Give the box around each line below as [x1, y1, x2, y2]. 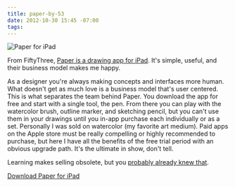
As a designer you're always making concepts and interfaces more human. [7, 77, 224, 86]
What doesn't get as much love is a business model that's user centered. [7, 85, 219, 93]
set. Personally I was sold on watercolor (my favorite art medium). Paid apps [7, 122, 229, 131]
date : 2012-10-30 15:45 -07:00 [7, 17, 99, 24]
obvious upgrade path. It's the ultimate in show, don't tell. [7, 145, 174, 153]
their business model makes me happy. [7, 64, 121, 72]
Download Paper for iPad [7, 172, 80, 180]
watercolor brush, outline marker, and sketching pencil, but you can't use [7, 107, 220, 116]
